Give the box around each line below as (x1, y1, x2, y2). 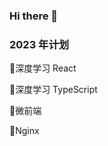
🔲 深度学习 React (9, 62, 77, 74)
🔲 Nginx (9, 125, 40, 137)
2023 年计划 (9, 37, 70, 51)
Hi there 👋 (9, 9, 59, 23)
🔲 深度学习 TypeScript (9, 84, 98, 96)
